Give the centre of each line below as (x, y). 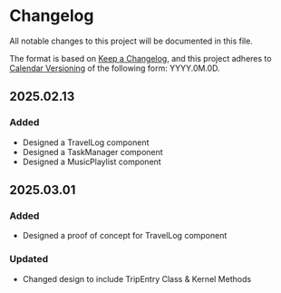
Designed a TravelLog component (86, 142)
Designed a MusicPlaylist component (92, 161)
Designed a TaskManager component (92, 151)
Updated (29, 259)
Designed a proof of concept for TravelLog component (125, 236)
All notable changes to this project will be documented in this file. (131, 41)
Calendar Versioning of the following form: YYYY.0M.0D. (115, 68)
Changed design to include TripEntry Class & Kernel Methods (137, 278)
